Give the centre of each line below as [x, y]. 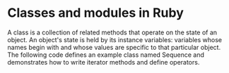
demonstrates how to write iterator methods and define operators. [104, 62]
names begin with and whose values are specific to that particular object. [114, 47]
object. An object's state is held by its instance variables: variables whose [115, 39]
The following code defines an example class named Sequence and [106, 55]
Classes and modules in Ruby [95, 13]
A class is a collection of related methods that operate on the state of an [112, 32]
